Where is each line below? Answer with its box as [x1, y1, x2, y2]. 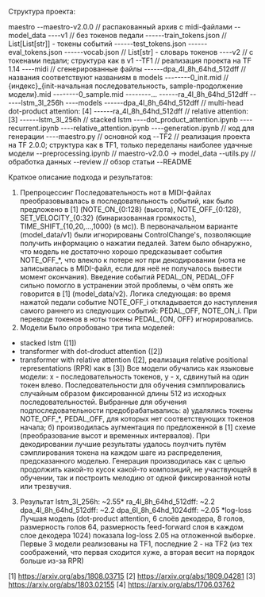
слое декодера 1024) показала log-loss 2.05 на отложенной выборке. [19, 531, 255, 540]
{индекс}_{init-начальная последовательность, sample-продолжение [8, 81, 244, 91]
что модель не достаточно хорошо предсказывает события [19, 247, 223, 256]
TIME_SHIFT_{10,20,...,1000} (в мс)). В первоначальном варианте [19, 221, 239, 231]
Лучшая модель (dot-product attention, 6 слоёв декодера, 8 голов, [19, 514, 245, 523]
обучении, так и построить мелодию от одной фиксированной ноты [19, 473, 252, 483]
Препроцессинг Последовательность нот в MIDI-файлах [19, 188, 212, 197]
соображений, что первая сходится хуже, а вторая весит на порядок [19, 548, 255, 557]
